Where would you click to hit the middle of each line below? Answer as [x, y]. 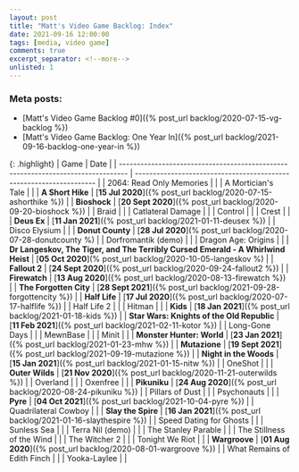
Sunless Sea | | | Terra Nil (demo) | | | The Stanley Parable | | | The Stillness [147, 430]
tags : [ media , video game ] [59, 42]
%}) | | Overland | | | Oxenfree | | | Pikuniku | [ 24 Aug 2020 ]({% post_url [143, 383]
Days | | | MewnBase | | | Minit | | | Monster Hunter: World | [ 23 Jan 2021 [144, 335]
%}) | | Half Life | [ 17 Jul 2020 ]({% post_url [138, 297]
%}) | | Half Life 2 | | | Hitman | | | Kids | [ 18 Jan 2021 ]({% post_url [169, 307]
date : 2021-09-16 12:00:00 [59, 34]
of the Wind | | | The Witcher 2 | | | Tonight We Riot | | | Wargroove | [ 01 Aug [149, 440]
